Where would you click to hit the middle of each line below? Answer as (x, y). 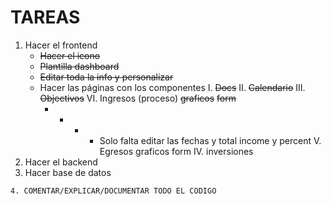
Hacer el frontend (61, 45)
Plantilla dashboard (79, 66)
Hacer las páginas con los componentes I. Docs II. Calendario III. (172, 87)
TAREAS (45, 17)
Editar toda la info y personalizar (106, 77)
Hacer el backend (61, 162)
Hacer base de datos (68, 172)
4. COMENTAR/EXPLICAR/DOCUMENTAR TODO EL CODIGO (113, 191)
